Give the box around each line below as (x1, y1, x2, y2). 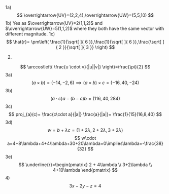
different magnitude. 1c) (5, 31, 55, 37)
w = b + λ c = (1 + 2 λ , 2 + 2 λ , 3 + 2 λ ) (47, 127, 123, 133)
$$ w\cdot (74, 135, 96, 141)
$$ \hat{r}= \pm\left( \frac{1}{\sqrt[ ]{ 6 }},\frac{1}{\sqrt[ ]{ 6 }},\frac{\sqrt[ (6, 39, 161, 45)
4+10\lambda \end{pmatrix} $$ (53, 167, 118, 173)
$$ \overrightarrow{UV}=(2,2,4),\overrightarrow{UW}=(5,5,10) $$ (17, 12, 154, 18)
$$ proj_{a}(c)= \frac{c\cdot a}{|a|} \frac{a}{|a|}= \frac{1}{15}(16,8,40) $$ (8, 111, 162, 117)
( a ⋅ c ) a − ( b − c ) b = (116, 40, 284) (50, 96, 120, 101)
